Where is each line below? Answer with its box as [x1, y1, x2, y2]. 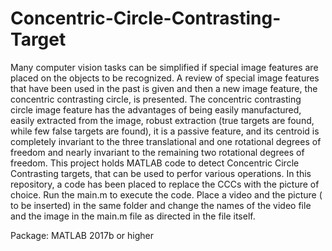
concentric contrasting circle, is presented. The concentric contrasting [10, 93, 302, 105]
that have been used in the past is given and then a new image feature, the [10, 82, 318, 94]
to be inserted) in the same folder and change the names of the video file [10, 199, 312, 211]
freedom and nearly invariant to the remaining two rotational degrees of [10, 146, 305, 158]
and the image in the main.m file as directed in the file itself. [10, 210, 256, 222]
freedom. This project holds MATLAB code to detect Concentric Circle [10, 157, 300, 169]
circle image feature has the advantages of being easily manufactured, [10, 103, 302, 116]
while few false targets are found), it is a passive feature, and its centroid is [10, 125, 320, 137]
